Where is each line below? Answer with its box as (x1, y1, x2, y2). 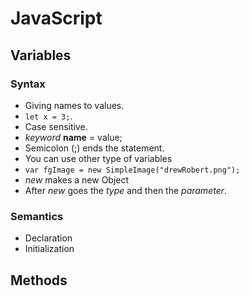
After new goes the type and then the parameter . (24, 184, 228, 196)
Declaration (24, 232, 73, 244)
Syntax (10, 77, 46, 91)
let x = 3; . (24, 110, 73, 122)
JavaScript (10, 7, 103, 30)
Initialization (24, 243, 75, 255)
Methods (10, 272, 68, 289)
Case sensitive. (24, 120, 88, 132)
